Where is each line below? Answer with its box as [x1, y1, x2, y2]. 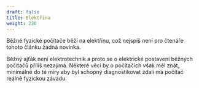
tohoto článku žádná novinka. [6, 43, 81, 51]
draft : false [6, 9, 40, 15]
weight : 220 [6, 20, 37, 26]
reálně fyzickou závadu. [6, 75, 68, 82]
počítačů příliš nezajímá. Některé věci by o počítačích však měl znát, [6, 62, 180, 69]
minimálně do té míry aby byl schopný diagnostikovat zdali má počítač [6, 68, 184, 76]
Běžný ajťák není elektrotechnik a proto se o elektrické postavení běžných [6, 56, 193, 63]
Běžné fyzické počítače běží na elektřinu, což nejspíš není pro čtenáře [6, 37, 184, 45]
